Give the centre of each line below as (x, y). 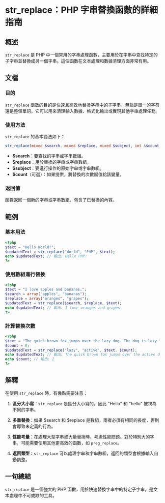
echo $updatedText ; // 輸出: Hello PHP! (46, 256)
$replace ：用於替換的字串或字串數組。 (52, 162)
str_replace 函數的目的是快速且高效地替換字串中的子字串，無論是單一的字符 (82, 105)
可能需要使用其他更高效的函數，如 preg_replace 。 (71, 443)
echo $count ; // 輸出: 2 (30, 359)
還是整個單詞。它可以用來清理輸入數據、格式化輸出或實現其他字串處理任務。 (82, 111)
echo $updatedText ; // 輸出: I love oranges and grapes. (64, 308)
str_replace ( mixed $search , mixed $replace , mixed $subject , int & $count (82, 146)
